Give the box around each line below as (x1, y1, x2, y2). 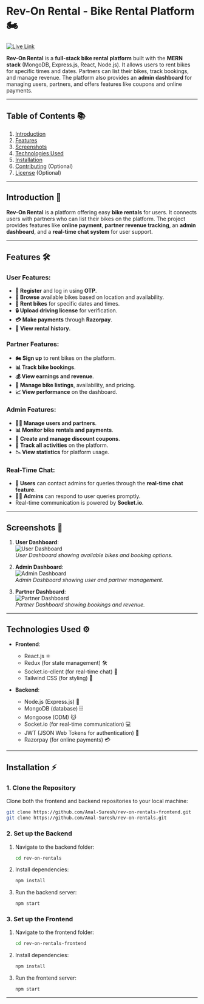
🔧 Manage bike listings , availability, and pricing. (15, 381, 135, 388)
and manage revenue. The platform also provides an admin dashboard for (6, 74, 192, 81)
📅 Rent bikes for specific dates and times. (15, 300, 120, 307)
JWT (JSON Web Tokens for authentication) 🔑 (24, 729, 140, 736)
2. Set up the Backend (6, 829, 72, 838)
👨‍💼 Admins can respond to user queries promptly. (15, 493, 141, 500)
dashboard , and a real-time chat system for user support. (6, 228, 153, 235)
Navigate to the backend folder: (15, 843, 95, 851)
